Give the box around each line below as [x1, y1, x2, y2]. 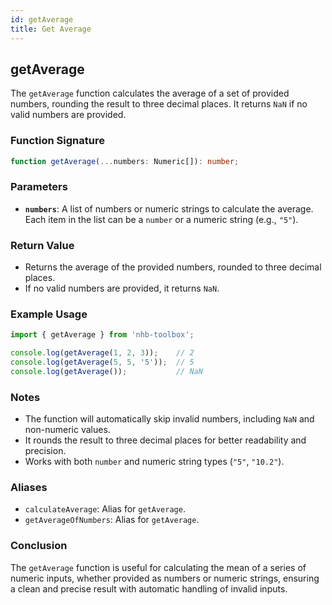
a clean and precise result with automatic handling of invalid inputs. [10, 582, 288, 595]
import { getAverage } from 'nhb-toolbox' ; [10, 330, 195, 340]
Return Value [10, 238, 75, 252]
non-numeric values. [24, 424, 111, 436]
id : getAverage [10, 14, 74, 25]
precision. [24, 445, 67, 457]
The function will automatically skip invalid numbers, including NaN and [24, 413, 315, 425]
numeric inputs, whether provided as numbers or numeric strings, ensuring [10, 572, 320, 584]
